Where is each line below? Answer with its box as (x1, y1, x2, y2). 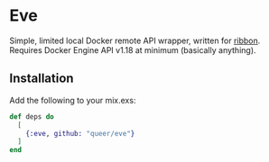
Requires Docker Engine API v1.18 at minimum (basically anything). (9, 44, 256, 55)
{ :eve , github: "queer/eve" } (25, 129, 135, 138)
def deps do (9, 112, 54, 121)
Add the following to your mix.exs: (9, 94, 136, 105)
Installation (9, 71, 74, 86)
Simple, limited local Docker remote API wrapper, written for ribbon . (9, 35, 261, 46)
